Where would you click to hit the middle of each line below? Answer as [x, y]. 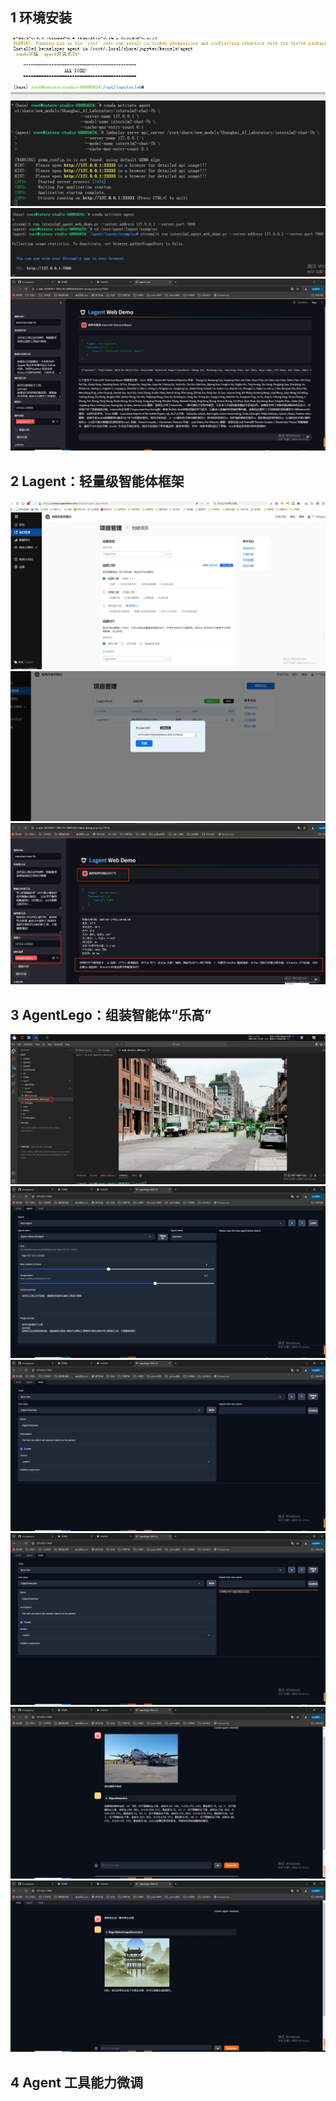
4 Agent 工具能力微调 [76, 2082]
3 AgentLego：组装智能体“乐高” [111, 1014]
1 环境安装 [41, 18]
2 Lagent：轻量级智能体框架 [97, 481]
